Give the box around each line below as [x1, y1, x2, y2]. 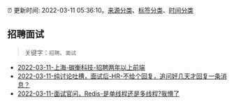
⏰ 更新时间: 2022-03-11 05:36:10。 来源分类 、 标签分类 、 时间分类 [7, 6, 194, 14]
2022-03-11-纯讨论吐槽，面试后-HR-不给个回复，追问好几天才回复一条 [17, 72, 221, 80]
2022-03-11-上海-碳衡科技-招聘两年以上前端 [17, 63, 145, 71]
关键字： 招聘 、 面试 [24, 48, 77, 57]
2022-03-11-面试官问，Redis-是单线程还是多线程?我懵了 [17, 89, 180, 98]
